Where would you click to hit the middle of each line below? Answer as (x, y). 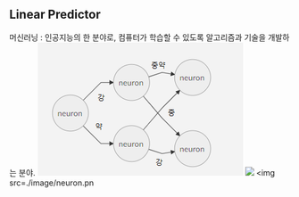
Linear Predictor (55, 15)
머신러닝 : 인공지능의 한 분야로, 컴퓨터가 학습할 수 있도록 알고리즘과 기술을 (137, 37)
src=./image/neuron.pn (52, 183)
